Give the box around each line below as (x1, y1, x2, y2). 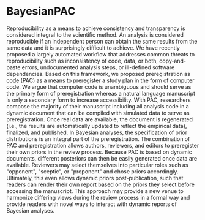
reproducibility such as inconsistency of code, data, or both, (6, 57, 158, 64)
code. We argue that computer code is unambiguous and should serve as (6, 83, 192, 90)
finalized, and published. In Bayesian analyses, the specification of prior (6, 129, 188, 136)
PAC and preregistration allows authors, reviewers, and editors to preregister (6, 142, 199, 149)
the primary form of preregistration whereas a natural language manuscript (6, 89, 196, 97)
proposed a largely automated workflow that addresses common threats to (6, 50, 195, 58)
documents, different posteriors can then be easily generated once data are (6, 154, 198, 162)
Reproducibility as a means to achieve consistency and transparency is (6, 25, 185, 32)
